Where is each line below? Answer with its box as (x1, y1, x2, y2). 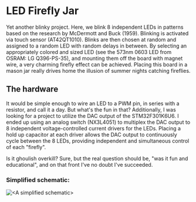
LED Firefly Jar (6, 4, 79, 18)
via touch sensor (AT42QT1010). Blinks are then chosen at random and (6, 36, 177, 43)
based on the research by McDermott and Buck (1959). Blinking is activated (6, 29, 189, 36)
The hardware (6, 84, 59, 95)
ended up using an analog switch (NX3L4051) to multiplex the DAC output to (6, 119, 191, 126)
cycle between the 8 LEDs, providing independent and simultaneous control (6, 137, 190, 144)
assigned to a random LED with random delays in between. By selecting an (6, 42, 187, 49)
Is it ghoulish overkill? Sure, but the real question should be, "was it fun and (6, 154, 188, 162)
